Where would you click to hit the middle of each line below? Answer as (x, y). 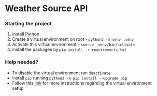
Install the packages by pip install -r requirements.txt (69, 49)
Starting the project (29, 24)
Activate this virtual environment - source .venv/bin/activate (73, 45)
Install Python (26, 34)
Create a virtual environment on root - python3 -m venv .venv (73, 39)
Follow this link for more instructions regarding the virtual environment (82, 83)
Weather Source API (46, 8)
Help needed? (22, 62)
